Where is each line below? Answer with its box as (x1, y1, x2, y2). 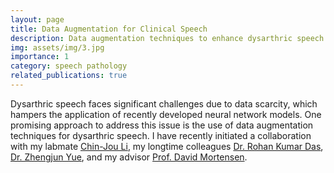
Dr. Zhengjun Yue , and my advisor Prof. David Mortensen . (10, 151, 248, 163)
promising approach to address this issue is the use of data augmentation (10, 119, 314, 131)
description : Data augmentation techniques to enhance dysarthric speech (10, 33, 325, 43)
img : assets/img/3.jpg (10, 42, 105, 53)
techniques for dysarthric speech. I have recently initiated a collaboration (10, 129, 312, 141)
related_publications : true (10, 71, 128, 81)
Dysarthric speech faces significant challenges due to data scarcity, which (10, 97, 318, 110)
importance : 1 (10, 52, 70, 62)
